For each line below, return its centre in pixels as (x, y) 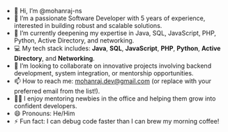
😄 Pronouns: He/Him (44, 113)
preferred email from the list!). (57, 91)
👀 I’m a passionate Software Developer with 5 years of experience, (109, 18)
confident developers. (45, 106)
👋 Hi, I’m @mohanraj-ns (48, 11)
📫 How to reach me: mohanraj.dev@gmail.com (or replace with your (112, 81)
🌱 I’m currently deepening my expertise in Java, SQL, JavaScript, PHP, (115, 33)
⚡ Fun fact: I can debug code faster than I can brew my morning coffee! (116, 121)
